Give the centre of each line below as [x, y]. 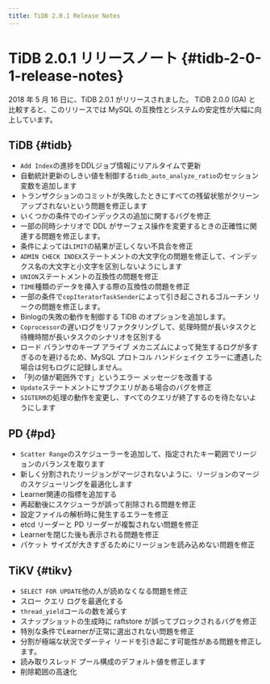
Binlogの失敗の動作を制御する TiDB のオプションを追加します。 [125, 317]
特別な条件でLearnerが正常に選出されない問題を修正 [107, 631]
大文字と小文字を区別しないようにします [115, 266]
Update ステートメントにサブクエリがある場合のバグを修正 [116, 387]
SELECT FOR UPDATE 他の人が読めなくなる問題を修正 [104, 591]
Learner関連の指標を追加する [69, 494]
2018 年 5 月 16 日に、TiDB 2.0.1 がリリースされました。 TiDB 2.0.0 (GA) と [132, 99]
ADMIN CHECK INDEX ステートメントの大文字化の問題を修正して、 [125, 256]
